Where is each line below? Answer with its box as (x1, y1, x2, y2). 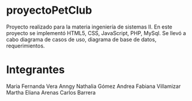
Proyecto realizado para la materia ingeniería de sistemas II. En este (6, 23, 173, 30)
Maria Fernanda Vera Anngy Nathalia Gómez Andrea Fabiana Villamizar (6, 83, 181, 90)
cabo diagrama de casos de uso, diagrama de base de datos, (6, 36, 157, 43)
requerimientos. (6, 42, 45, 49)
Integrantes (6, 63, 65, 77)
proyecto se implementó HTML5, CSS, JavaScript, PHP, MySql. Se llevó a (6, 29, 187, 36)
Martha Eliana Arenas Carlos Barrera (6, 89, 96, 96)
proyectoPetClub (6, 4, 92, 17)
